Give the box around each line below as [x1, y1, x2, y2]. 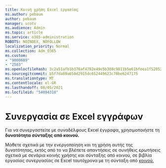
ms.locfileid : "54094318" [5, 90, 58, 95]
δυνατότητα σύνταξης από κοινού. [5, 133, 80, 138]
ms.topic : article [5, 30, 43, 35]
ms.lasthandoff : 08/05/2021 [5, 85, 63, 90]
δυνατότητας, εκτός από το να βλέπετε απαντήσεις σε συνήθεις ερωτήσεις [5, 147, 161, 153]
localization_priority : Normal [5, 44, 70, 49]
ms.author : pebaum [5, 12, 43, 17]
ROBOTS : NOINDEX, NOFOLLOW [5, 39, 61, 44]
